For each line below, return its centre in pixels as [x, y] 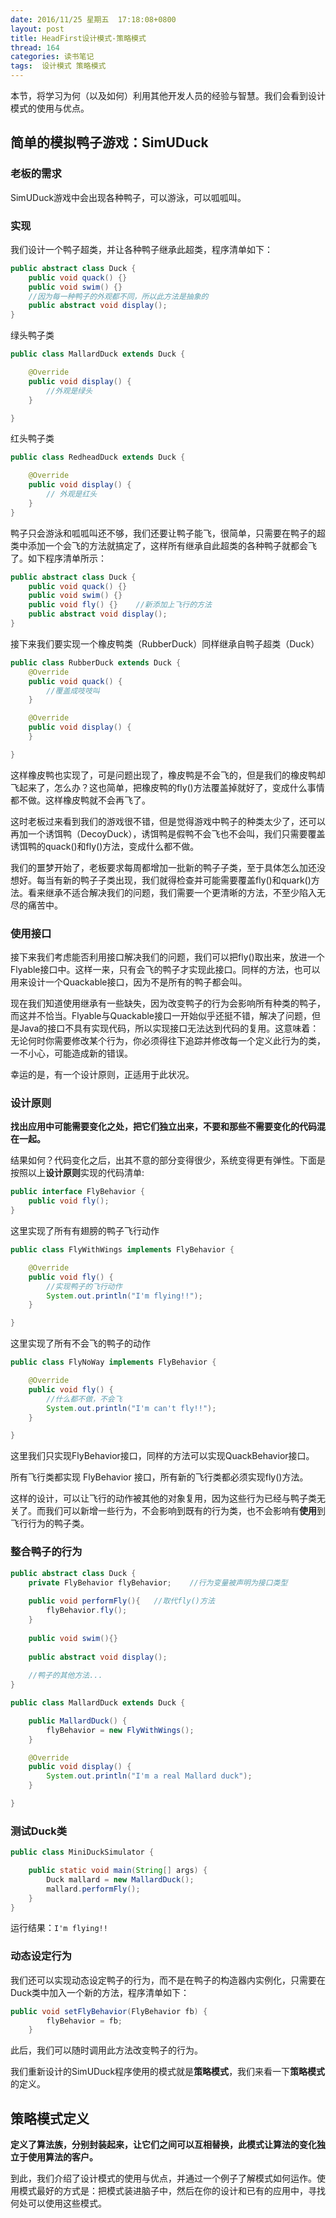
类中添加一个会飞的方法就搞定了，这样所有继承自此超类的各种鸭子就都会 [159, 545]
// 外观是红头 [72, 494]
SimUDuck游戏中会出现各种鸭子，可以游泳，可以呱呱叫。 [128, 197]
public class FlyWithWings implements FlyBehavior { [122, 1250]
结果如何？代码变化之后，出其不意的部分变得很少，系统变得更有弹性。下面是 [168, 1160]
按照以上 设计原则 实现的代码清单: [77, 1173]
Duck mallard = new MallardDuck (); [120, 1879]
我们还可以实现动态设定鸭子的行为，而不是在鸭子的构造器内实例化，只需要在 [168, 1980]
